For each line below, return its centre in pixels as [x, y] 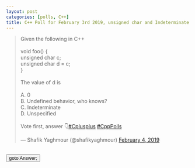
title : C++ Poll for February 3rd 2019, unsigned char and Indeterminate [98, 22]
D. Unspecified [38, 114]
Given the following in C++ [52, 39]
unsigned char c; [41, 58]
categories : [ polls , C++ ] [37, 17]
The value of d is [41, 83]
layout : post [22, 11]
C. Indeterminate [41, 107]
